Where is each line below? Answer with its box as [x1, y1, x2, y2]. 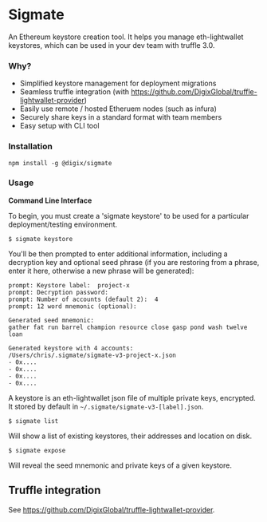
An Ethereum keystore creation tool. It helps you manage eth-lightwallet [8, 32, 244, 42]
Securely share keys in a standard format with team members [19, 113, 222, 122]
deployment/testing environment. [8, 219, 118, 229]
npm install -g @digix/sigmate [8, 159, 112, 167]
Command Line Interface [8, 196, 92, 205]
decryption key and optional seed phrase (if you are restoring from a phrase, [8, 257, 260, 267]
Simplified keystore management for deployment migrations [19, 78, 217, 89]
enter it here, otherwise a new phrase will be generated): [8, 266, 194, 275]
